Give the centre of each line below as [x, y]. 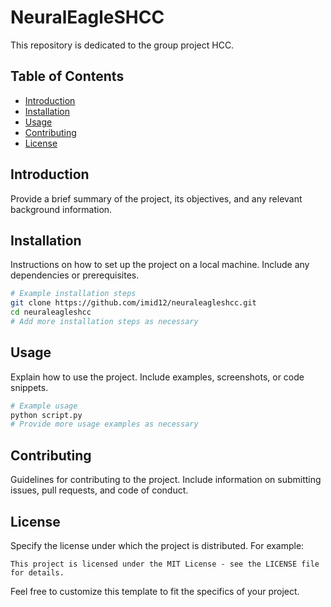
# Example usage [44, 406]
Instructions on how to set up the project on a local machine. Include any [160, 265]
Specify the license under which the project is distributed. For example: [157, 545]
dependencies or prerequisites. [75, 275]
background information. [61, 209]
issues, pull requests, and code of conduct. [99, 490]
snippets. [29, 387]
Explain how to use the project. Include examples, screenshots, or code [157, 377]
